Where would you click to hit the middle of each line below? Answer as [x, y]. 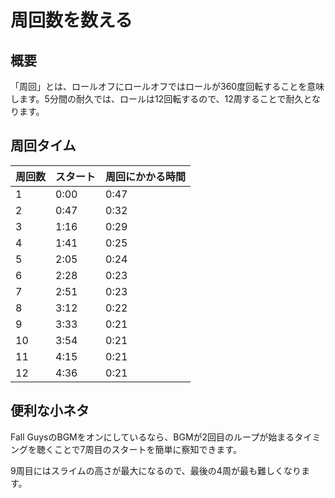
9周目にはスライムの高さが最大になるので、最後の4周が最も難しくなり [156, 470]
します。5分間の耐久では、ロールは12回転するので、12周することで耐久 [157, 99]
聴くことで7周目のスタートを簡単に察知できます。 [139, 449]
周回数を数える [71, 20]
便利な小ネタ [50, 411]
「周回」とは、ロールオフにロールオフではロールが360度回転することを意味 [167, 86]
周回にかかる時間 [146, 176]
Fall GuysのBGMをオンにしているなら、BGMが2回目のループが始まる [152, 437]
